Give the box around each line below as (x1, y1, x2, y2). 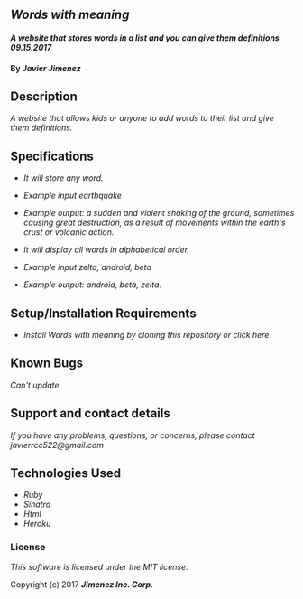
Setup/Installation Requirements (10, 305, 197, 321)
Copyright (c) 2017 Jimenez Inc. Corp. (10, 578, 154, 590)
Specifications (10, 148, 94, 164)
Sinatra (23, 499, 51, 510)
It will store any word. (23, 173, 104, 183)
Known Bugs (10, 356, 84, 371)
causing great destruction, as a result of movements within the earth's (23, 217, 287, 229)
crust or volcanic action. (23, 227, 115, 238)
